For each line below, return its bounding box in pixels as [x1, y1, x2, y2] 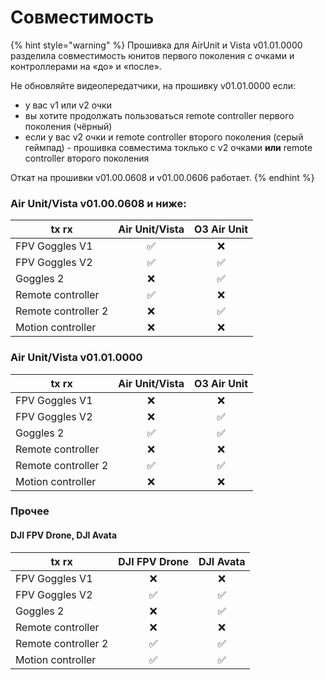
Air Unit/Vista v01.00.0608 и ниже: [10, 196, 187, 210]
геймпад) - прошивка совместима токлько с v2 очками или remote [24, 141, 313, 153]
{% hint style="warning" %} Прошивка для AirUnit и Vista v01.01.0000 [10, 39, 303, 51]
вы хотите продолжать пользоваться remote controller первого [24, 109, 295, 121]
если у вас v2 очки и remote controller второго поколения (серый [24, 131, 304, 143]
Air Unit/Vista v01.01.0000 [10, 351, 143, 365]
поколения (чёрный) [24, 120, 113, 132]
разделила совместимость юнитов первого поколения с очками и [10, 49, 295, 61]
